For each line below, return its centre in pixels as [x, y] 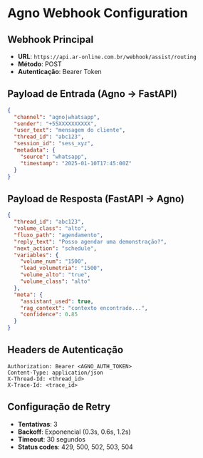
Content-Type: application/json [55, 373]
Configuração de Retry [59, 407]
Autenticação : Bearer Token [59, 72]
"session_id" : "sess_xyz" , [54, 144]
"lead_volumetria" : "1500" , [62, 269]
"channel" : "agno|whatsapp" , [57, 117]
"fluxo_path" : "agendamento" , [58, 235]
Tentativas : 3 [38, 424]
